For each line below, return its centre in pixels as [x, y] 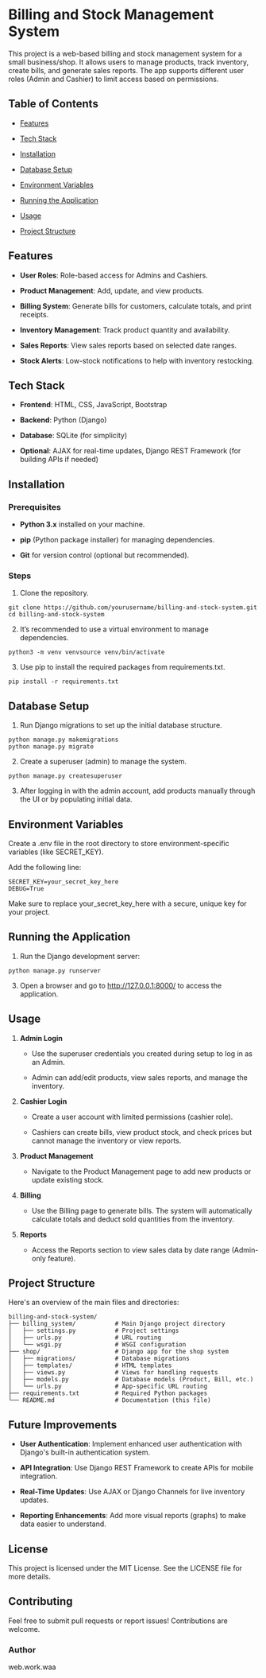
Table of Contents [54, 104]
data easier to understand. [63, 1524]
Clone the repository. [54, 593]
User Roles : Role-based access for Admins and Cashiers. [114, 275]
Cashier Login [43, 1101]
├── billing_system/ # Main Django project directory [117, 1324]
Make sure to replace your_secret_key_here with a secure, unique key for [128, 903]
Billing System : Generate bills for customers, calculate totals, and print [135, 306]
